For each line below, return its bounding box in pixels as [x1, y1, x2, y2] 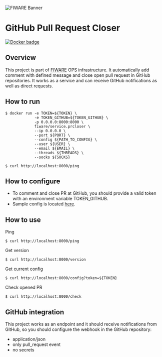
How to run [5, 97, 40, 106]
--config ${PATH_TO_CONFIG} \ [34, 137, 97, 142]
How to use [5, 215, 41, 224]
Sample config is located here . [12, 201, 76, 207]
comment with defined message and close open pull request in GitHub [5, 72, 150, 78]
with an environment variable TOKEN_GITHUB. [12, 196, 108, 202]
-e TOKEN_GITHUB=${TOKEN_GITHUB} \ [34, 115, 108, 120]
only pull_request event [12, 341, 61, 347]
